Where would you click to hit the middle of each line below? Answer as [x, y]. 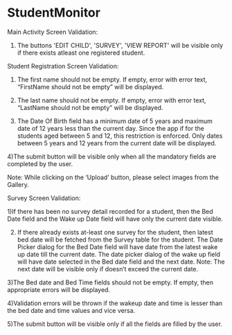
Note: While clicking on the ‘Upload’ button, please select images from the [113, 177]
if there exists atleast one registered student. [81, 53]
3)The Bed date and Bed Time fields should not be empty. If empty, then [110, 282]
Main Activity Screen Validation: [53, 32]
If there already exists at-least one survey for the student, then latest [115, 232]
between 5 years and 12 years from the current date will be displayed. [117, 143]
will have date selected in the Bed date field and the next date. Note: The [121, 262]
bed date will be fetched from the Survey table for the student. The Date [120, 239]
